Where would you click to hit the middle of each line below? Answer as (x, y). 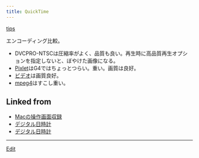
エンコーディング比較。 (35, 41)
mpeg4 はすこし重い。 (42, 83)
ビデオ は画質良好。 (38, 75)
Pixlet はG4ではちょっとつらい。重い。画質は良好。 (77, 68)
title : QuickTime (28, 12)
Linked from (29, 102)
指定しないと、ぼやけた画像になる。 (75, 60)
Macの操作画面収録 (38, 117)
